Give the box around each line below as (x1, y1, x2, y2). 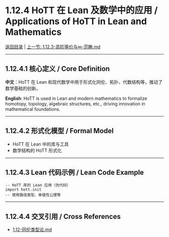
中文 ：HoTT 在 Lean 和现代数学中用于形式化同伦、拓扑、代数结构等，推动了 (5, 79, 162, 85)
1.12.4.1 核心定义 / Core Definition (5, 65, 110, 73)
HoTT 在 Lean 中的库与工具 (12, 141, 69, 147)
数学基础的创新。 (5, 85, 41, 91)
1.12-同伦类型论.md (12, 226, 52, 232)
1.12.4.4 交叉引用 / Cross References (5, 212, 121, 221)
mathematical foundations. (5, 106, 60, 112)
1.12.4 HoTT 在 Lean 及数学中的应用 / (5, 5, 158, 16)
